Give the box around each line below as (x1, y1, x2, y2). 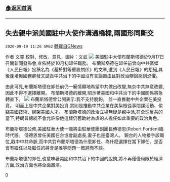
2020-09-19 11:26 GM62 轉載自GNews (5, 43, 83, 49)
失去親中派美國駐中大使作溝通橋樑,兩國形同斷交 (5, 29, 154, 37)
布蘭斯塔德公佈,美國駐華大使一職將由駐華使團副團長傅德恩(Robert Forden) (5, 126, 159, 132)
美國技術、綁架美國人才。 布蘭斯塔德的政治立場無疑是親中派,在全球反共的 (9, 109, 163, 115)
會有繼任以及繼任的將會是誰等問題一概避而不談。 (5, 145, 107, 151)
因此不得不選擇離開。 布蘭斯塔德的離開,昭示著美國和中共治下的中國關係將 (5, 90, 158, 96)
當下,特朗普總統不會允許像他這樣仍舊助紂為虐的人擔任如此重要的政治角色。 (5, 115, 162, 121)
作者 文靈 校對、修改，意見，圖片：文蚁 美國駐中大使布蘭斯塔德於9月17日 (5, 54, 164, 60)
